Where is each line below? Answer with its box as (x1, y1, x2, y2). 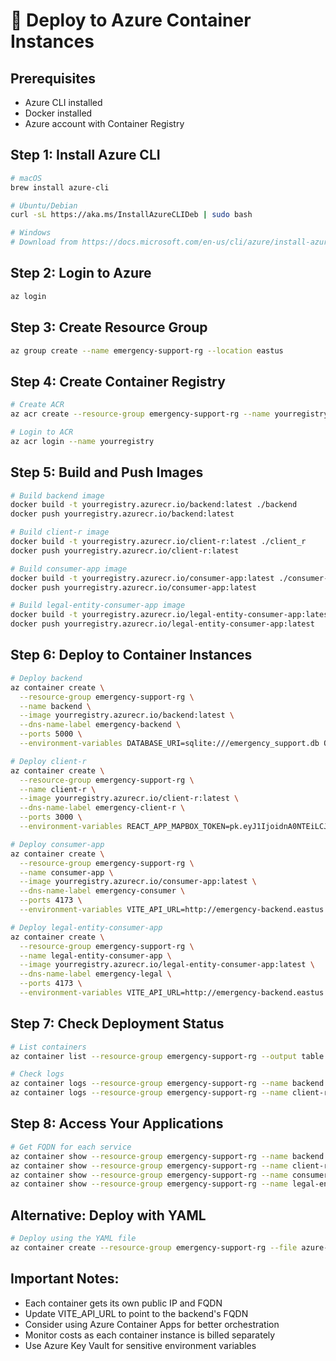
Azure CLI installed (24, 97, 103, 108)
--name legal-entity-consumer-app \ (19, 950, 172, 961)
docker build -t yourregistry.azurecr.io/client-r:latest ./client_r (10, 537, 307, 547)
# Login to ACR (10, 427, 74, 437)
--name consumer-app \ (19, 867, 114, 878)
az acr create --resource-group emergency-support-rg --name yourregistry (10, 409, 329, 419)
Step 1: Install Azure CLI (10, 147, 161, 164)
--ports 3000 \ (19, 812, 83, 823)
